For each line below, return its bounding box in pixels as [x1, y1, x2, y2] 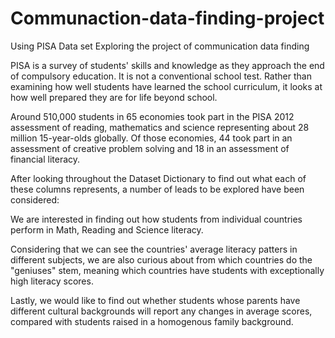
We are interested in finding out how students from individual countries [10, 213, 303, 225]
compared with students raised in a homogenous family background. [10, 315, 294, 327]
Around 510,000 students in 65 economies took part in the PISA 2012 [10, 110, 295, 122]
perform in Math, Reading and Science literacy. [10, 223, 204, 236]
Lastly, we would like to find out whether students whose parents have [10, 294, 301, 306]
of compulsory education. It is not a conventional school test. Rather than [10, 70, 312, 82]
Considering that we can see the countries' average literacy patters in [10, 243, 298, 255]
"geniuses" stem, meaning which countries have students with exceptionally [10, 264, 325, 276]
